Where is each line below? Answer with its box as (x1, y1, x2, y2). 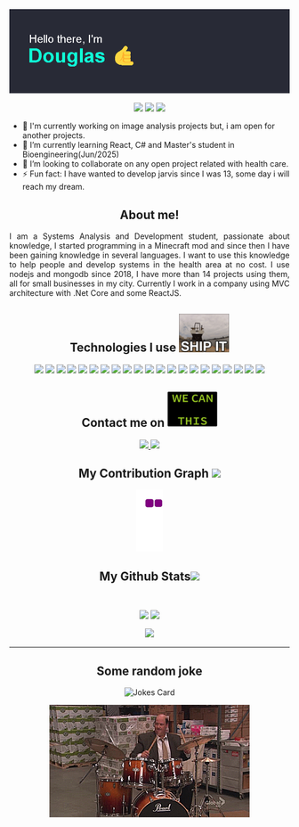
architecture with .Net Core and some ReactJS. (9, 288, 182, 298)
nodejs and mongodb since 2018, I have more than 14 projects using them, (9, 269, 290, 279)
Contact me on (81, 415, 166, 430)
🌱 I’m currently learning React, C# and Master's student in (21, 140, 235, 151)
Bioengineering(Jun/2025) (21, 149, 120, 160)
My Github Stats (99, 569, 191, 584)
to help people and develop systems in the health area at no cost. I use (9, 259, 290, 270)
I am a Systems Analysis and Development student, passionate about (9, 231, 290, 242)
